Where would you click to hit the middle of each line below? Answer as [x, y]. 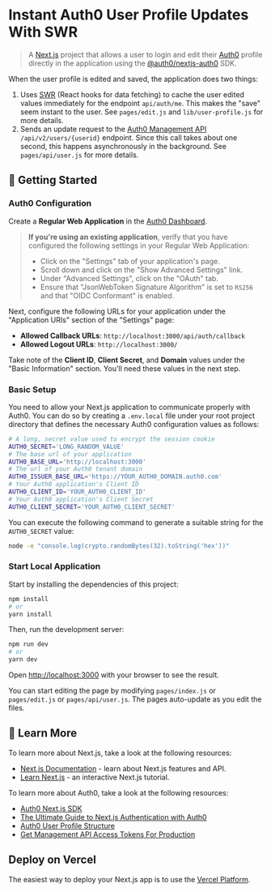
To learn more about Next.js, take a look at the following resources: [120, 753]
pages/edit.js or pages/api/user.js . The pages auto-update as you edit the [135, 699]
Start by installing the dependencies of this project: [93, 584]
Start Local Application [55, 566]
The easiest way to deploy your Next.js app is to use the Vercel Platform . [129, 879]
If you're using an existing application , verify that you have [128, 237]
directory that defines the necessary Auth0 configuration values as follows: [134, 424]
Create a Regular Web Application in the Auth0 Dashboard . [108, 221]
